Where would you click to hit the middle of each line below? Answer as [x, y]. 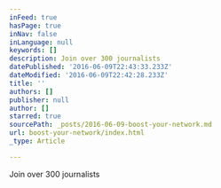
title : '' [28, 83]
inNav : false [33, 34]
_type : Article [37, 141]
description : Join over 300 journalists [85, 59]
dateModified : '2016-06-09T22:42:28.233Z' [89, 75]
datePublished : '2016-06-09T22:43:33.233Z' [91, 67]
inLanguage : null [41, 42]
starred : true [36, 116]
